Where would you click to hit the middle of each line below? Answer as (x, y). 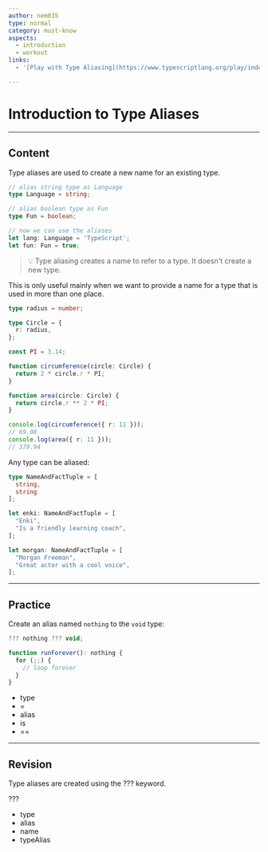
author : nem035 (33, 16)
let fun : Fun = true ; (44, 245)
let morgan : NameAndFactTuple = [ (66, 550)
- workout (32, 53)
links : (19, 61)
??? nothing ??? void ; (46, 639)
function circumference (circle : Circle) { (80, 366)
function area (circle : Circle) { (64, 396)
